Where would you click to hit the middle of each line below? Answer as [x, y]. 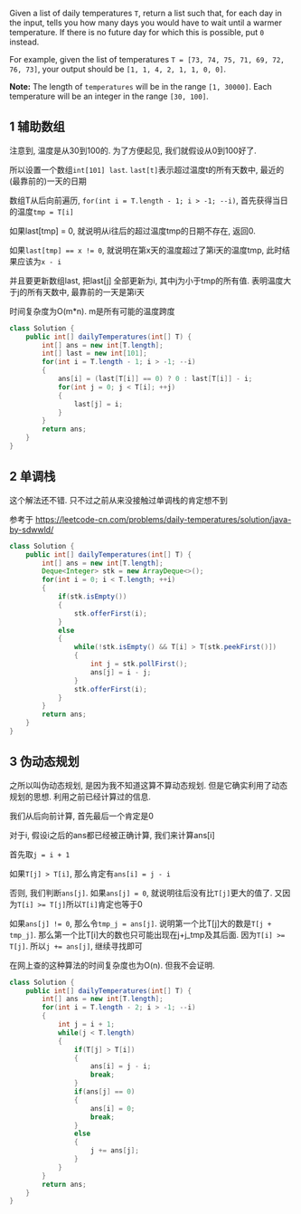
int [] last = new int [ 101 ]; [94, 354]
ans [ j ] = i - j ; [121, 672]
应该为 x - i [39, 261]
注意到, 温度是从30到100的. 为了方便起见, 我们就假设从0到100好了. [133, 150]
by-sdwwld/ [32, 530]
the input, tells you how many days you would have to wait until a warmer [146, 23]
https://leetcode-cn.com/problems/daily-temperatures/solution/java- [163, 519]
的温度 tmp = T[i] [42, 211]
